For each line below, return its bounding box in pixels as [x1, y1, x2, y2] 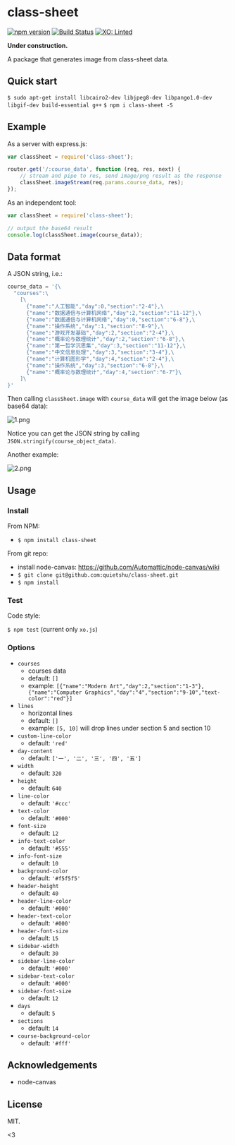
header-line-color [17, 897, 72, 904]
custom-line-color [17, 732, 72, 740]
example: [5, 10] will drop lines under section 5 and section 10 [27, 724, 211, 732]
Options [7, 643, 35, 653]
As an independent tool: [7, 198, 77, 207]
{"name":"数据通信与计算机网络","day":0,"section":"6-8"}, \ [25, 316, 196, 323]
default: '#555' [27, 844, 72, 852]
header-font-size [17, 928, 69, 935]
